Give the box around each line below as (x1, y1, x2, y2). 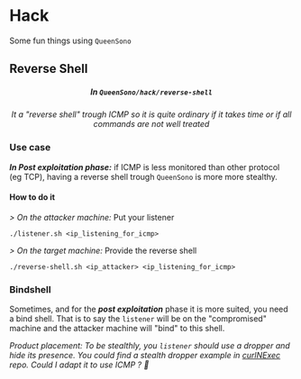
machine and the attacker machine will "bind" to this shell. (9, 323, 225, 334)
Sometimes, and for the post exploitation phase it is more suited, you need (9, 303, 288, 315)
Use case (9, 141, 51, 154)
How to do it (9, 192, 56, 203)
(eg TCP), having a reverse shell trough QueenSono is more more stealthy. (9, 171, 278, 182)
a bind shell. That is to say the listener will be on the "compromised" (9, 313, 268, 324)
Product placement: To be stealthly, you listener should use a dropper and (9, 340, 290, 351)
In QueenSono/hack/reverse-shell (89, 86, 214, 97)
